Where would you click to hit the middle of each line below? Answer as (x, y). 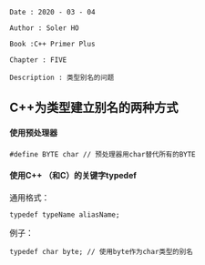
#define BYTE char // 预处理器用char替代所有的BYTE (102, 154)
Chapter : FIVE (38, 60)
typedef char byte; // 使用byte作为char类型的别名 (101, 251)
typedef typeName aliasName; (65, 214)
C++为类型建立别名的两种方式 (94, 108)
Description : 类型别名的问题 (62, 77)
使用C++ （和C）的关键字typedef (73, 176)
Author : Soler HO (44, 28)
